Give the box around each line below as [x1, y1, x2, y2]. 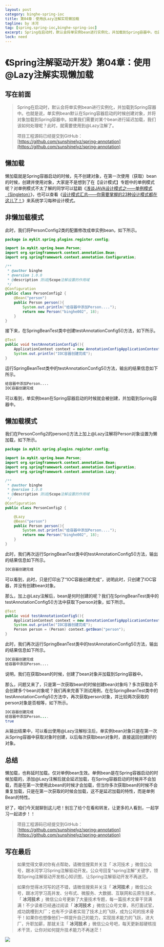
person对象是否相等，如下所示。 [5, 700, 71, 706]
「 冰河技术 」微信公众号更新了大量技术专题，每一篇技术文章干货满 [17, 897, 152, 902]
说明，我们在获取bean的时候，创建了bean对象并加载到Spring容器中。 [5, 671, 145, 677]
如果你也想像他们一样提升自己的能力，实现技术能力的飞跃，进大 [25, 915, 154, 921]
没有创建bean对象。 [18, 582, 59, 588]
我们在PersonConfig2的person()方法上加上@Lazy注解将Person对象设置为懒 [5, 431, 158, 437]
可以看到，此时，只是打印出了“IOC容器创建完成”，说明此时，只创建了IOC [5, 576, 152, 582]
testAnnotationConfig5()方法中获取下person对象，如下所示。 [5, 599, 128, 605]
